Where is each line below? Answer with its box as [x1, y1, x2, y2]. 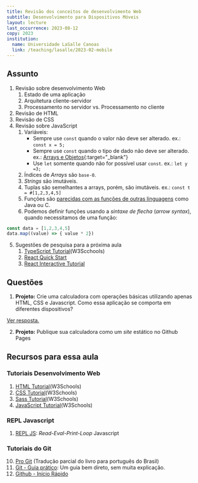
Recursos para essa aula [6, 351, 99, 362]
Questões [6, 277, 44, 287]
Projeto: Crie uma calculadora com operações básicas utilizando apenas [15, 293, 192, 300]
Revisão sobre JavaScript [15, 122, 78, 129]
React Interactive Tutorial [24, 260, 85, 267]
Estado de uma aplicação [24, 91, 86, 98]
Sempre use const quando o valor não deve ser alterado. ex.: [32, 134, 181, 142]
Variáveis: [24, 128, 48, 136]
